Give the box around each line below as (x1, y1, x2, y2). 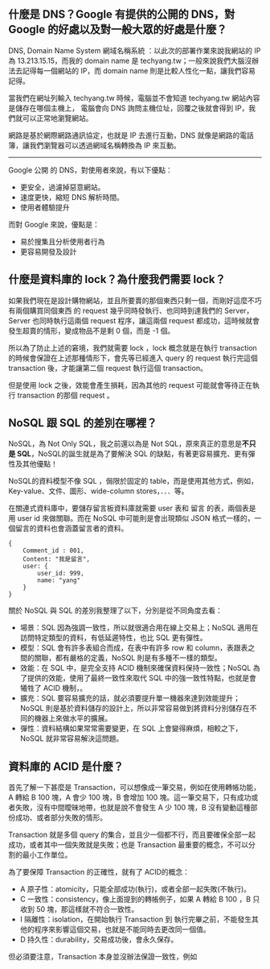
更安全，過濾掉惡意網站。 (19, 182, 105, 192)
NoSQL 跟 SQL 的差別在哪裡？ (8, 416, 157, 430)
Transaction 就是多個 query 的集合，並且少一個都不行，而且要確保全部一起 (8, 830, 256, 840)
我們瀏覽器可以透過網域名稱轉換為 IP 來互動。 (29, 140, 181, 150)
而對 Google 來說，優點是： (8, 219, 100, 229)
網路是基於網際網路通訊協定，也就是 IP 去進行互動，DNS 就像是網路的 (8, 130, 240, 139)
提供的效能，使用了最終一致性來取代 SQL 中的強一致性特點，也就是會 (27, 673, 257, 683)
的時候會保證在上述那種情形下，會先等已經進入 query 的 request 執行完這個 (8, 353, 259, 363)
